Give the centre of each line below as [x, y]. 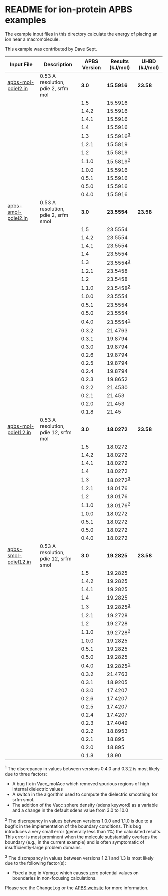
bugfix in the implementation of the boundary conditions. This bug [73, 826]
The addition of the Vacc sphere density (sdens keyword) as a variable [85, 805]
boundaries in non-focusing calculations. [55, 878]
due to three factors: [26, 774]
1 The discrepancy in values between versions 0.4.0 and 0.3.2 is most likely [82, 768]
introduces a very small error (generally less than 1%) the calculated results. [83, 831]
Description [58, 64]
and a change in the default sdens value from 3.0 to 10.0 [70, 810]
